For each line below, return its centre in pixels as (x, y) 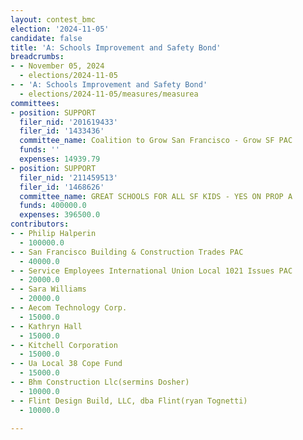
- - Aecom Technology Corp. (69, 308)
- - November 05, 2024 (57, 66)
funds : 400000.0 (53, 206)
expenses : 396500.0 (60, 215)
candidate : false (46, 38)
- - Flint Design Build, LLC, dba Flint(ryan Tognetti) (129, 401)
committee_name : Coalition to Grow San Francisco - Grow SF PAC (156, 141)
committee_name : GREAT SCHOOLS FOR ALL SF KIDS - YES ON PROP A (156, 196)
